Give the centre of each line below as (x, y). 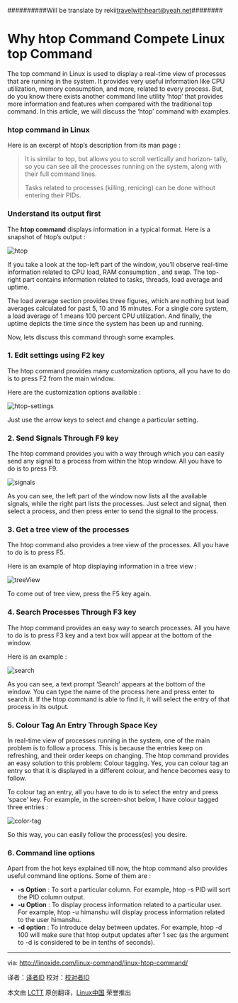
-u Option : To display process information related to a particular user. (120, 905)
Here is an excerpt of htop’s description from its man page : (94, 146)
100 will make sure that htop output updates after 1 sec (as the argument (123, 935)
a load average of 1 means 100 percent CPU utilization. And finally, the (110, 316)
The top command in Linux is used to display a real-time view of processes (117, 73)
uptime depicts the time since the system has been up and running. (106, 323)
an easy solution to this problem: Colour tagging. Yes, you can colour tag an (118, 763)
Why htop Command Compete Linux (116, 39)
